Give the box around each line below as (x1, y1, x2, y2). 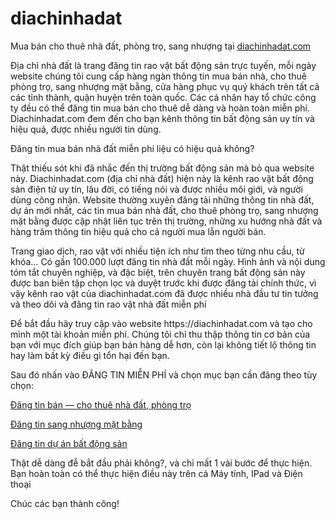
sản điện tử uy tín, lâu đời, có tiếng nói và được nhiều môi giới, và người (10, 183, 303, 195)
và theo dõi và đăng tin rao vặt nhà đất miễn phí (10, 298, 207, 310)
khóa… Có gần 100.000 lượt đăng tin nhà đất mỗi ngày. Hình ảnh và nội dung (10, 255, 326, 267)
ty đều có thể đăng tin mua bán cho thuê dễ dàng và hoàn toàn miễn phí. (10, 102, 310, 114)
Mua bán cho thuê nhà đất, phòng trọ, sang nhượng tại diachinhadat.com (10, 40, 312, 52)
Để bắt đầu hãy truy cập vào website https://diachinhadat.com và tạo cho (10, 317, 313, 329)
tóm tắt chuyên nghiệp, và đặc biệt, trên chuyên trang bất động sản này (10, 266, 306, 278)
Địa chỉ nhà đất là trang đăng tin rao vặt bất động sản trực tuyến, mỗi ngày (10, 59, 317, 71)
